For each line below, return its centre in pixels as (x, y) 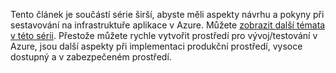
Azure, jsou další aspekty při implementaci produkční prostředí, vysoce (156, 46)
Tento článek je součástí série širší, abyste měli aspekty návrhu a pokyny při (167, 14)
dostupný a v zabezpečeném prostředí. (91, 57)
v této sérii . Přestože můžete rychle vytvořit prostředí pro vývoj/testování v (164, 35)
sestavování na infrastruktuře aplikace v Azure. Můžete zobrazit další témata (168, 25)
